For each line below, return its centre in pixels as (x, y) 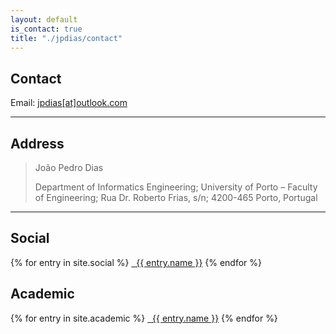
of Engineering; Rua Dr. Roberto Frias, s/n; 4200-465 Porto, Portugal (176, 197)
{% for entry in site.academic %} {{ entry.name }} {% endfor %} (144, 318)
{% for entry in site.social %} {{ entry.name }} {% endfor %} (136, 262)
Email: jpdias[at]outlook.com (69, 103)
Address (37, 143)
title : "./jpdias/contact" (66, 38)
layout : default (44, 19)
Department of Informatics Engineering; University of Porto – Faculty (176, 187)
